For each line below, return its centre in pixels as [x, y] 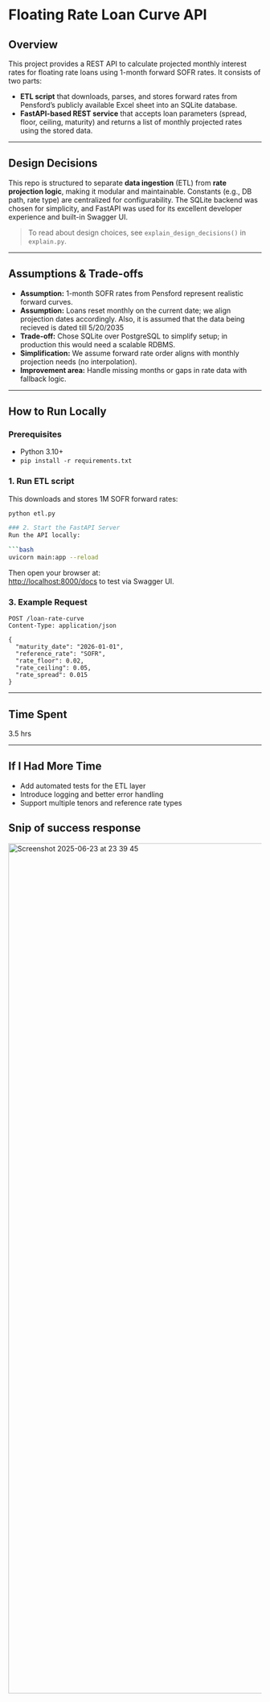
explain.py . [47, 241]
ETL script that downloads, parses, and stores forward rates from [129, 96]
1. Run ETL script [41, 482]
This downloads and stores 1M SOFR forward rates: [93, 498]
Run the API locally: [45, 535]
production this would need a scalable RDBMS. [98, 344]
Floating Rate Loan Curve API [108, 15]
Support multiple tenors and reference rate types [101, 802]
